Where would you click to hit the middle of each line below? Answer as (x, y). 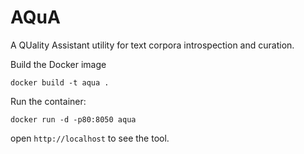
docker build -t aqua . (60, 82)
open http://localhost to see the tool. (90, 138)
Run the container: (48, 101)
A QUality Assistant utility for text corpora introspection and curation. (152, 45)
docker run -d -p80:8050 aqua (73, 119)
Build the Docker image (58, 64)
